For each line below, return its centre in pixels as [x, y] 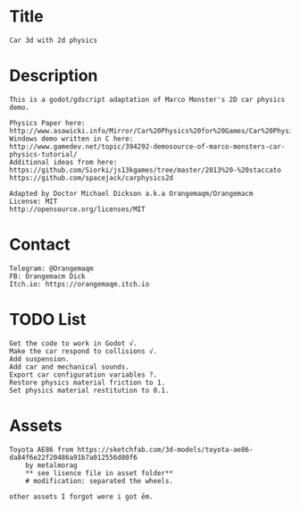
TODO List [48, 319]
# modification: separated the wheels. [100, 480]
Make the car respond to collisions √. [83, 351]
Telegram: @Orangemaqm [51, 268]
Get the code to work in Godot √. [74, 343]
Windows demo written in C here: [71, 139]
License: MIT [33, 201]
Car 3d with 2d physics [54, 40]
